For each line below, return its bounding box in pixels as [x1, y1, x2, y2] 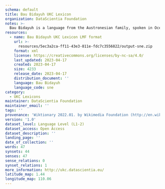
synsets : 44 [5, 149, 29, 154]
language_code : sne [14, 85, 54, 90]
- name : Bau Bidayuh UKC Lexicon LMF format [9, 35, 102, 40]
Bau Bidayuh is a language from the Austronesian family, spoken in [9, 26, 153, 31]
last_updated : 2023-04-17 [14, 58, 67, 63]
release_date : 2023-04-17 [14, 71, 67, 76]
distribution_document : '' [14, 76, 69, 81]
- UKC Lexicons [9, 94, 41, 99]
